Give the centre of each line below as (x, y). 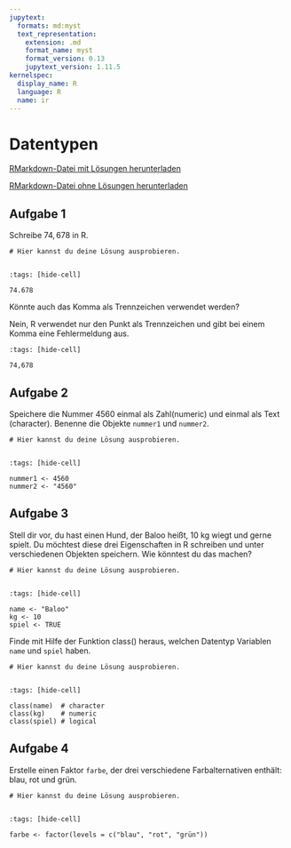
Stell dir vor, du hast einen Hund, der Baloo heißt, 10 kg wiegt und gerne (141, 535)
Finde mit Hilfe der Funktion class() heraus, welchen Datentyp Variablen (141, 641)
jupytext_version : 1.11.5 (73, 68)
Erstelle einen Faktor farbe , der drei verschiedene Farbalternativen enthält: (145, 770)
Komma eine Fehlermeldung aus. (69, 333)
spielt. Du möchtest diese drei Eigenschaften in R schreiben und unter (137, 544)
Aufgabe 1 (38, 214)
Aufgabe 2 (39, 392)
